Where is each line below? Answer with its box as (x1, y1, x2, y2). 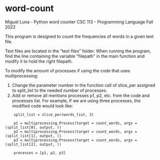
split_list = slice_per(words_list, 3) (14, 112, 94, 117)
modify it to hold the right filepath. (5, 58, 73, 64)
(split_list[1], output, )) (5, 133, 62, 138)
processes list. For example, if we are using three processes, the (12, 97, 141, 103)
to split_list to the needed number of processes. (12, 87, 107, 93)
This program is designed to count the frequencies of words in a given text (5, 33, 154, 39)
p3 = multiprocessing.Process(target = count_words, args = (14, 138, 137, 143)
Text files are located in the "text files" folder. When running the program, (5, 48, 151, 54)
